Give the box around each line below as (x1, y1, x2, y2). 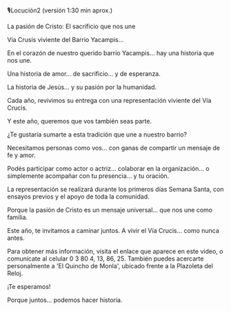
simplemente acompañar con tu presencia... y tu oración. (7, 172, 170, 180)
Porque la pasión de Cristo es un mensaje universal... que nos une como (7, 206, 212, 214)
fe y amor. (7, 151, 36, 159)
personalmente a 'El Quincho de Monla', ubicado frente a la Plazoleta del (7, 262, 214, 270)
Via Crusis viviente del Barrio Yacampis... (7, 36, 124, 43)
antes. (7, 234, 26, 242)
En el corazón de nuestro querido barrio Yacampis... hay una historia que (7, 49, 215, 57)
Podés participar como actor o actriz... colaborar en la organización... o (7, 165, 210, 172)
